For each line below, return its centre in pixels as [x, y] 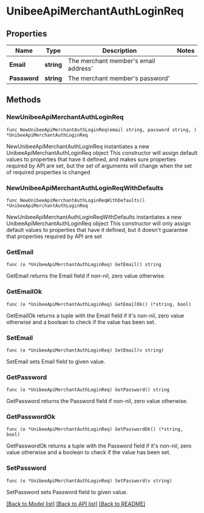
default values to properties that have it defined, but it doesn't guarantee [97, 229]
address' [80, 68]
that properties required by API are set [54, 236]
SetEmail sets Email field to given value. [56, 361]
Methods [24, 100]
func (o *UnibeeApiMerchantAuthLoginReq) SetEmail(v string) [85, 350]
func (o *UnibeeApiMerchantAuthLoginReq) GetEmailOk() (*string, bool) [99, 304]
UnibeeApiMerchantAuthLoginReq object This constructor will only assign [99, 223]
